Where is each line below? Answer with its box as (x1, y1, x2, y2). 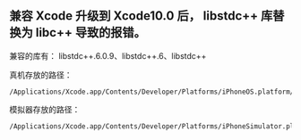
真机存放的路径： (9, 70, 73, 80)
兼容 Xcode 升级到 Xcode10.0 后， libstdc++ (9, 8, 259, 24)
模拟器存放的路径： (9, 103, 81, 114)
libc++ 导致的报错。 (35, 25, 146, 40)
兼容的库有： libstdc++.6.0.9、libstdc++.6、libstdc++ (9, 50, 207, 61)
